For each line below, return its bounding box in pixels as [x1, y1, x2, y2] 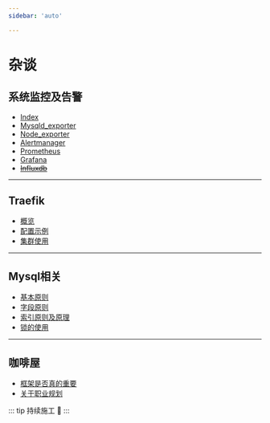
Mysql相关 [8, 270, 62, 283]
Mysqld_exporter [19, 120, 76, 130]
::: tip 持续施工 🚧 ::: [8, 406, 70, 416]
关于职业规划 [19, 388, 63, 398]
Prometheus [19, 146, 61, 156]
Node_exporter [19, 129, 70, 139]
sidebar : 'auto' [8, 11, 63, 20]
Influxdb [19, 163, 48, 173]
